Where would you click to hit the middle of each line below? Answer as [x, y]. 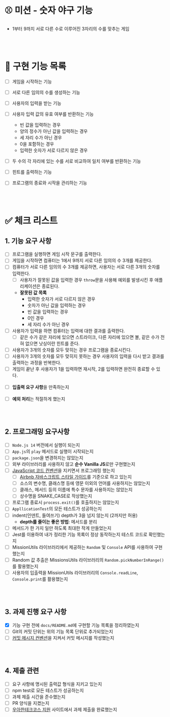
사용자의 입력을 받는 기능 [37, 103]
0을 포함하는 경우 [37, 144]
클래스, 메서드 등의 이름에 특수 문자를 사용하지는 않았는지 [76, 490]
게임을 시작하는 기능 [32, 81]
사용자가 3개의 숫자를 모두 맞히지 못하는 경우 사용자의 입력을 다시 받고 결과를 [88, 356]
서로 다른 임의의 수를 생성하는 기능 [46, 92]
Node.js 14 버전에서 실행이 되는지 [46, 445]
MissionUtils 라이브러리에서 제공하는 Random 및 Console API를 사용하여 [82, 547]
